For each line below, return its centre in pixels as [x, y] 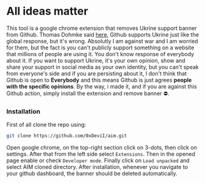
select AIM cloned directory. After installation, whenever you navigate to [97, 167]
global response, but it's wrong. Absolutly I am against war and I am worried [102, 41]
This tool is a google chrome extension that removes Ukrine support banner [102, 28]
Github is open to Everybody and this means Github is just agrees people [99, 80]
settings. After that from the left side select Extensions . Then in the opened [101, 154]
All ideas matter [47, 11]
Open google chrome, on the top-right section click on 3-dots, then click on [102, 148]
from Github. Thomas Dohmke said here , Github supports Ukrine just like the [102, 34]
